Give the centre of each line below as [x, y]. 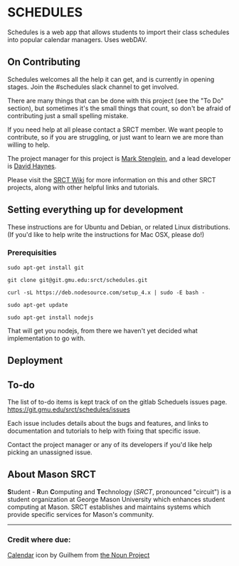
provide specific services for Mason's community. [81, 514]
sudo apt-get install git [46, 268]
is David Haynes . [32, 166]
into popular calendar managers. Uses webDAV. [77, 39]
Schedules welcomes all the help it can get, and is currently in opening [111, 79]
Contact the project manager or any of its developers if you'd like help [110, 445]
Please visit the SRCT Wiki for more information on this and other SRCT [112, 179]
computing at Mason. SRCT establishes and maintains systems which [109, 507]
